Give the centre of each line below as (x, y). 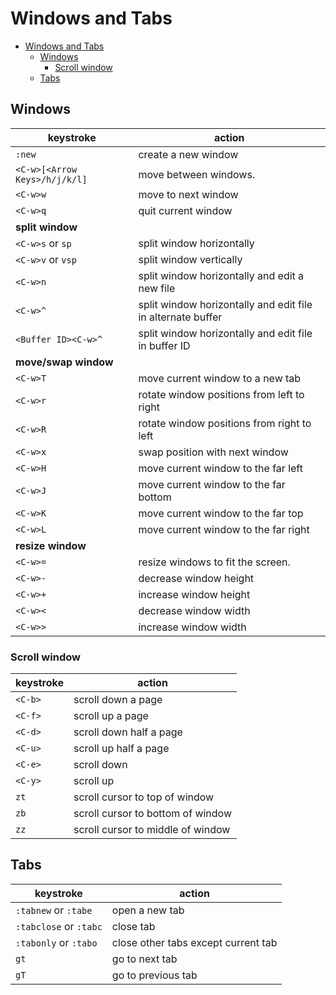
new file (157, 288)
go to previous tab (154, 975)
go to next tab (144, 959)
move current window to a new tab (220, 378)
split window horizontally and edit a (221, 275)
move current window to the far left (220, 468)
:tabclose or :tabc (59, 926)
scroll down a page (118, 700)
